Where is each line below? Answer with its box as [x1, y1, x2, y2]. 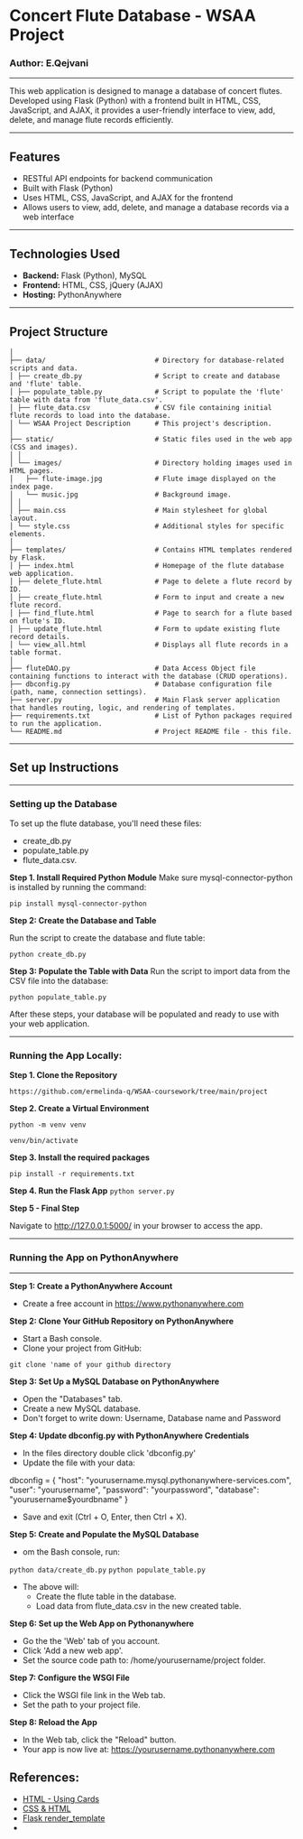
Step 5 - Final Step [9, 1203, 79, 1214]
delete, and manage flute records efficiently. [9, 115, 174, 125]
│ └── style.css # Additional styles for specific [9, 521, 284, 531]
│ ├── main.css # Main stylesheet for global [9, 506, 269, 515]
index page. [9, 482, 54, 491]
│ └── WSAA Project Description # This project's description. [9, 419, 272, 428]
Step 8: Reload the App [9, 1716, 97, 1727]
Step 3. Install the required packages [9, 1152, 151, 1163]
